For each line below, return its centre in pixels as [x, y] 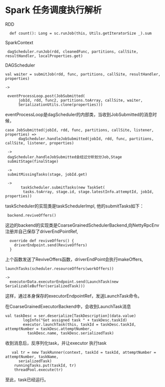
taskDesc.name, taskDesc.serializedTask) [70, 333]
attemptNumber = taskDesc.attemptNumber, [49, 329]
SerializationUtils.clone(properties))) [60, 105]
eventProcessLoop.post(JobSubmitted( [46, 96]
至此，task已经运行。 [27, 380]
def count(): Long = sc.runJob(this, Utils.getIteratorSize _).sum [81, 33]
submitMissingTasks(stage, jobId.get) [47, 174]
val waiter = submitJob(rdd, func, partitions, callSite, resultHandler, [83, 74]
